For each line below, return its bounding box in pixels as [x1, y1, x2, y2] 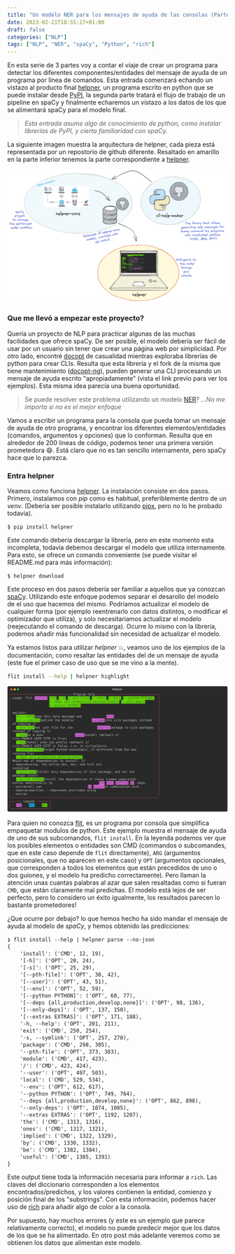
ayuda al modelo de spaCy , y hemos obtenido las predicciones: [7, 922, 191, 930]
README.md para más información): [7, 558, 113, 566]
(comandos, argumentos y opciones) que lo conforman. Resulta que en [7, 431, 213, 439]
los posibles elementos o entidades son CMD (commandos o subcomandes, [7, 841, 227, 850]
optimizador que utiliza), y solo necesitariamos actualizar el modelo [7, 614, 201, 623]
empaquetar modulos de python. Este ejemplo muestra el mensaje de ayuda [7, 826, 227, 834]
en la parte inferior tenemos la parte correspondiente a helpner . [7, 155, 190, 164]
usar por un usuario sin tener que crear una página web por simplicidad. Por [7, 344, 227, 353]
